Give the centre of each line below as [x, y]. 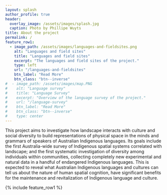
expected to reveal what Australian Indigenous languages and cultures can [82, 167]
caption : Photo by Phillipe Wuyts [45, 28]
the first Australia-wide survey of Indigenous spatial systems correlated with [83, 146]
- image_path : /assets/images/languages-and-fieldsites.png [73, 47]
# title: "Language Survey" [38, 93]
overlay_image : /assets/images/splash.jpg [54, 24]
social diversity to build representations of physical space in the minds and [82, 135]
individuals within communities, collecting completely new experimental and [83, 157]
